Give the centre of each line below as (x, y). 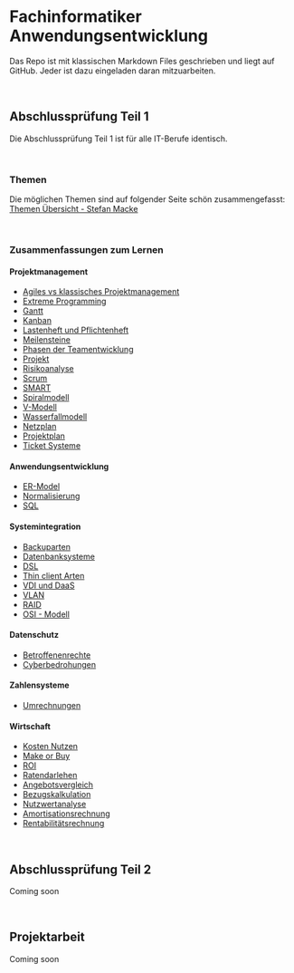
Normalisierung (51, 496)
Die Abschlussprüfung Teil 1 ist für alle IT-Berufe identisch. (119, 139)
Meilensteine (46, 340)
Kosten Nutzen (50, 747)
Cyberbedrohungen (59, 664)
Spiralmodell (46, 398)
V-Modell (39, 407)
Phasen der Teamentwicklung (78, 350)
